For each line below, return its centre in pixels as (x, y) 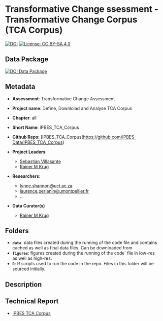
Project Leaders (29, 152)
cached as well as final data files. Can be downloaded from (72, 248)
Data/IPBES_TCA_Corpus (37, 142)
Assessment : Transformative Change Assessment (64, 99)
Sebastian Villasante (40, 161)
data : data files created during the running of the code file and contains (85, 242)
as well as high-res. (32, 258)
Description (23, 284)
